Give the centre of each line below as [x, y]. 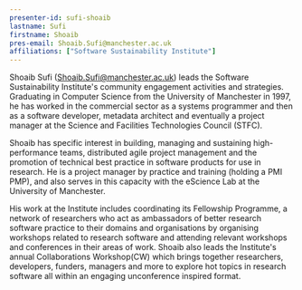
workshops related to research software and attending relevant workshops [148, 237]
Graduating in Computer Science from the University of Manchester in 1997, [150, 97]
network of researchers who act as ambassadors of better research [136, 218]
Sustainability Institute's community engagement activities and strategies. [147, 87]
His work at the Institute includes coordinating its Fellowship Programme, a [148, 208]
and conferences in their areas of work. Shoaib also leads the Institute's [143, 247]
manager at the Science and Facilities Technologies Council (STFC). [136, 126]
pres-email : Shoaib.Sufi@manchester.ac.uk [90, 43]
